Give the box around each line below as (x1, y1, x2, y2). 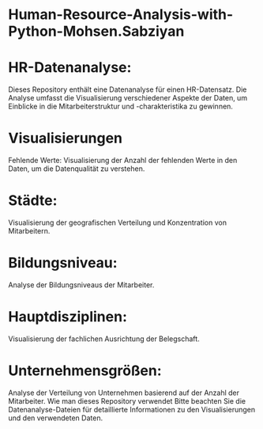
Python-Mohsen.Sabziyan (8, 22, 185, 40)
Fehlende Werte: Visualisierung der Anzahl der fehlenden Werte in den (8, 156, 238, 165)
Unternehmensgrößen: (8, 362, 162, 380)
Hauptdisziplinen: (8, 308, 128, 326)
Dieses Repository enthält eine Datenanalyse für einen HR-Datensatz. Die (8, 85, 247, 94)
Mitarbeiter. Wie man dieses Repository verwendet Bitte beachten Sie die (8, 396, 246, 405)
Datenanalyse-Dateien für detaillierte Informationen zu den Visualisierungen (8, 404, 256, 414)
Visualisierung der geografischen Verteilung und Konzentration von (8, 218, 227, 227)
